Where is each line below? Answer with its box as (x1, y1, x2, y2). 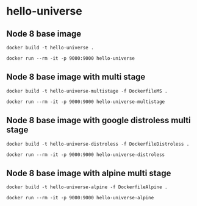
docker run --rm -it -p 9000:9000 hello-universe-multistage (6, 99, 165, 105)
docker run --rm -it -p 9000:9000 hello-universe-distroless (6, 151, 165, 158)
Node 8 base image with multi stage (6, 72, 146, 82)
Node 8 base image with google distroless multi (6, 115, 191, 126)
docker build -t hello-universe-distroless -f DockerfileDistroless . (6, 141, 190, 147)
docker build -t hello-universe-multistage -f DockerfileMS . (6, 88, 168, 94)
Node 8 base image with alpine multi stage (6, 168, 171, 179)
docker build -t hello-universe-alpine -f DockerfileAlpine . (6, 184, 168, 190)
